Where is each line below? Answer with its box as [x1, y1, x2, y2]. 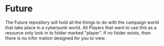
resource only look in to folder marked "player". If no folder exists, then [5, 30, 151, 36]
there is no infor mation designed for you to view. [5, 35, 106, 41]
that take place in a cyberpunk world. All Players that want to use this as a [5, 24, 157, 30]
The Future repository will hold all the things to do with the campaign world [5, 19, 160, 25]
